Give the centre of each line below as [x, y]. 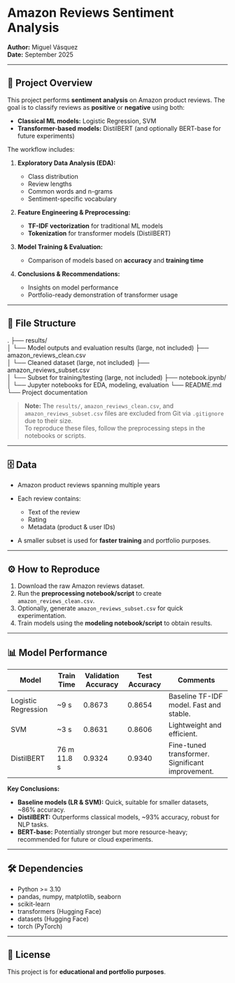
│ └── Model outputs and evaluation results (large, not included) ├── [108, 347]
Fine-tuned [187, 745]
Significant [186, 762]
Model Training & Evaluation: [60, 247]
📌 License [29, 955]
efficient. [183, 734]
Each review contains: [49, 498]
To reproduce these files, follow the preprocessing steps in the [115, 428]
